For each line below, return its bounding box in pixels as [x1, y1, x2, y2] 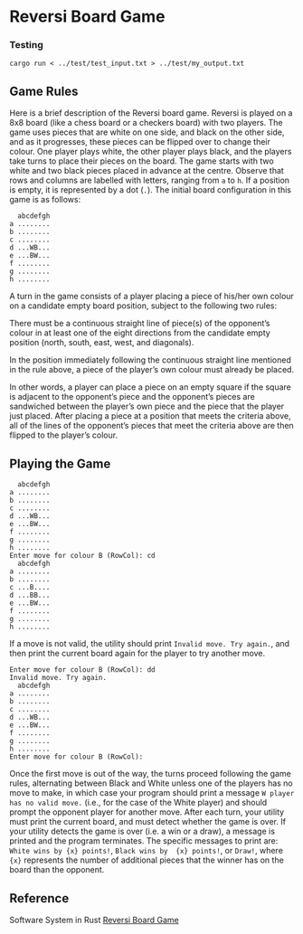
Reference [9, 891, 70, 906]
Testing [9, 39, 43, 52]
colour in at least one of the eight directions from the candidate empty [9, 327, 271, 338]
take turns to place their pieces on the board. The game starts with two [9, 156, 274, 166]
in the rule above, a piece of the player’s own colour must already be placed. [9, 364, 295, 375]
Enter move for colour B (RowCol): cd [9, 552, 156, 561]
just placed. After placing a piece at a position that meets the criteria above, [9, 410, 291, 421]
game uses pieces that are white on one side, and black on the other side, [9, 127, 285, 137]
